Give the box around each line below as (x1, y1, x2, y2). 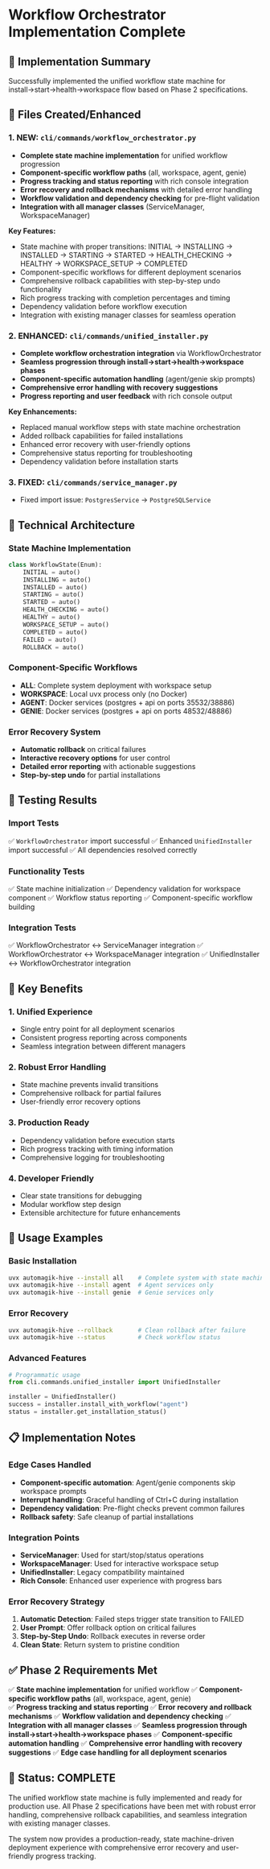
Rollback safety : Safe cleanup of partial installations (19, 1511, 194, 1521)
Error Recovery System (8, 726, 101, 738)
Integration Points (8, 1532, 80, 1543)
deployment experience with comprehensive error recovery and (8, 1842, 220, 1852)
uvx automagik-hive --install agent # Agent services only (8, 1281, 215, 1289)
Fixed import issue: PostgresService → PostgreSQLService (19, 495, 211, 505)
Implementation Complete (8, 23, 186, 41)
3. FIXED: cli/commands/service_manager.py (8, 477, 178, 488)
